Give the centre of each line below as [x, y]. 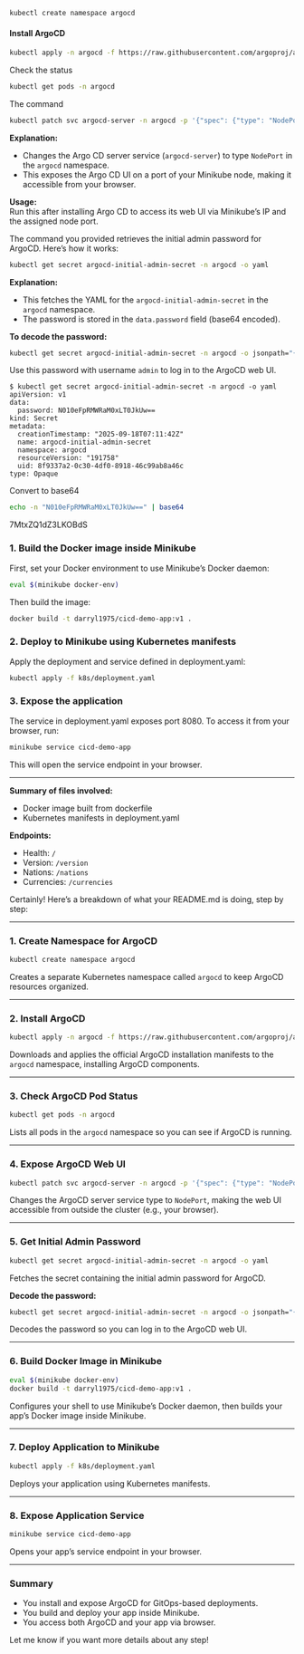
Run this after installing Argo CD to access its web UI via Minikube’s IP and [148, 211]
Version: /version [55, 862]
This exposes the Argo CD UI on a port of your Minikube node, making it [157, 174]
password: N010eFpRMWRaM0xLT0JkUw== [86, 411]
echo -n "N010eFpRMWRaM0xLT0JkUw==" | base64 [96, 507]
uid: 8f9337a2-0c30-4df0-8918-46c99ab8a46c [100, 466]
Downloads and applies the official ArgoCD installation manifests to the [142, 1054]
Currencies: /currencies [67, 881]
